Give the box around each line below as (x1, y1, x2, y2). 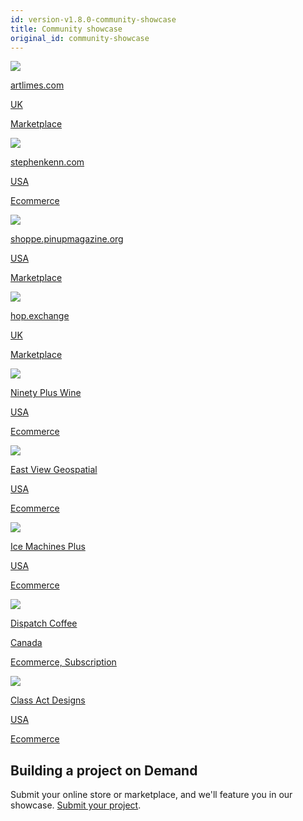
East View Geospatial (10, 464, 98, 476)
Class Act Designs (10, 694, 86, 706)
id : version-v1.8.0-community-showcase (10, 14, 177, 25)
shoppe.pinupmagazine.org (10, 233, 124, 245)
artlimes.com (10, 79, 65, 91)
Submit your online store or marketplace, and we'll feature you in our (10, 789, 293, 801)
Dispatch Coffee (10, 617, 78, 630)
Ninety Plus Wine (10, 387, 82, 399)
